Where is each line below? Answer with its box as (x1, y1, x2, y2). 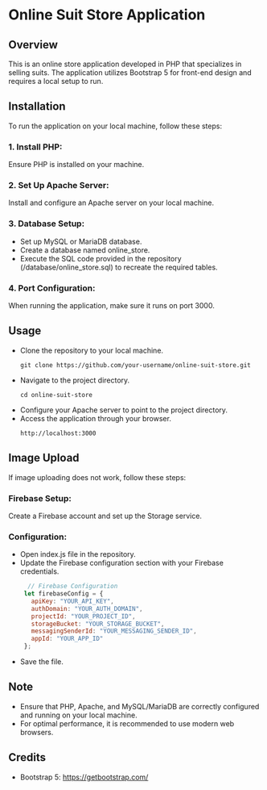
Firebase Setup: (8, 492, 72, 504)
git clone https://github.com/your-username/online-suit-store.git (19, 361, 251, 369)
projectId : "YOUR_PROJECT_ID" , (31, 612, 136, 621)
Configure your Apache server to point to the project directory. (19, 405, 228, 415)
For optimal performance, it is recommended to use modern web (19, 718, 235, 728)
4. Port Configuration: (8, 282, 96, 294)
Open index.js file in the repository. (19, 550, 137, 559)
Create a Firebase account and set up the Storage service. (8, 511, 203, 520)
